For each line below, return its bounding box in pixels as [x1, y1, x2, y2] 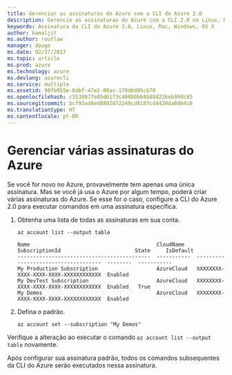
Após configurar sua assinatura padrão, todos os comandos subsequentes [7, 354, 220, 362]
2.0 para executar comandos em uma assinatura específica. [7, 202, 178, 211]
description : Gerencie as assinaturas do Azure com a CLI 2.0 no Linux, [7, 17, 221, 23]
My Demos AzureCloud [17, 289, 188, 296]
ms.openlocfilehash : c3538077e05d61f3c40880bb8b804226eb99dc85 [7, 94, 193, 101]
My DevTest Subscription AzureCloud [17, 277, 188, 284]
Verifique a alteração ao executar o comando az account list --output [7, 333, 212, 341]
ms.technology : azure [7, 68, 70, 75]
